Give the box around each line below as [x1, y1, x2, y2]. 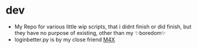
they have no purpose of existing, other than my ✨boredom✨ [14, 29, 166, 36]
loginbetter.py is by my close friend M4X [14, 36, 116, 43]
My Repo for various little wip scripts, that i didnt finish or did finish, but [14, 23, 192, 30]
